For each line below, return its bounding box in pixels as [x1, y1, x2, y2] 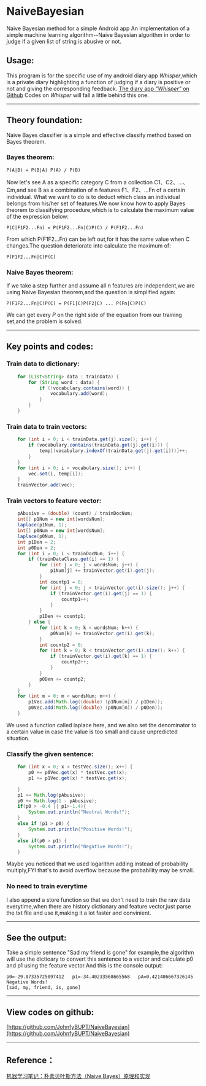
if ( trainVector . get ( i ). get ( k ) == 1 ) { [50, 653, 152, 660]
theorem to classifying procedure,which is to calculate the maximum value [6, 206, 194, 213]
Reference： [6, 1055, 55, 1065]
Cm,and [6, 186, 26, 193]
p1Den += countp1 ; [39, 613, 86, 620]
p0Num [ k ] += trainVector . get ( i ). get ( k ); [50, 630, 155, 636]
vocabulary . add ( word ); [50, 391, 109, 397]
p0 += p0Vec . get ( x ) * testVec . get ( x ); [28, 770, 128, 776]
